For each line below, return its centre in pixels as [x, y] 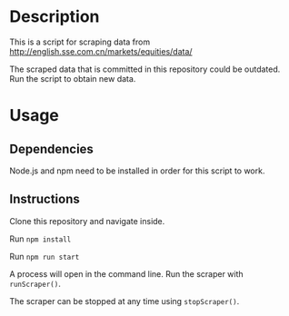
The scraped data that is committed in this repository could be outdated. [145, 69]
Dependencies [51, 148]
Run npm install [40, 239]
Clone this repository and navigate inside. [87, 221]
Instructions [45, 199]
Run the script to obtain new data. [73, 78]
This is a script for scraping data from [80, 42]
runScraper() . [35, 283]
